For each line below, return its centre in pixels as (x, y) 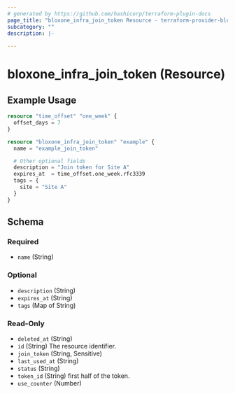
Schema (26, 222)
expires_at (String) (45, 297)
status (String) (39, 368)
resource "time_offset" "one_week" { (62, 116)
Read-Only (26, 323)
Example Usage (42, 100)
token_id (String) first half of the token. (73, 376)
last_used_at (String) (48, 360)
